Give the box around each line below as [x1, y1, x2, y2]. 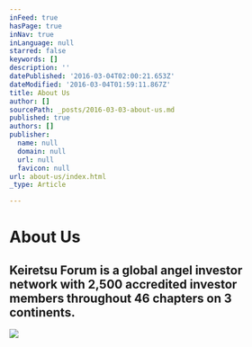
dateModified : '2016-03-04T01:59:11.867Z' [9, 80, 171, 89]
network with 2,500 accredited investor [9, 276, 238, 292]
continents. [9, 305, 76, 320]
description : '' [9, 64, 70, 73]
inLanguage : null [9, 38, 75, 48]
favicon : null [17, 164, 70, 173]
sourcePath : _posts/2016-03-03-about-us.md [9, 105, 175, 114]
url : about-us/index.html [9, 172, 106, 181]
